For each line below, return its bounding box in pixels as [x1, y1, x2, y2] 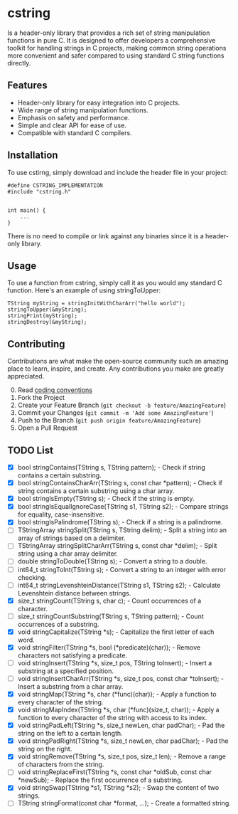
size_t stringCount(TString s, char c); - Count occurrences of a [17, 596, 202, 605]
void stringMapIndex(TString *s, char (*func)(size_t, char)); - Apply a [17, 706, 220, 714]
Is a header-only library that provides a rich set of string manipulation [7, 28, 210, 37]
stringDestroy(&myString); [7, 319, 87, 326]
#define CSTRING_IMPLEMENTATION [7, 181, 103, 189]
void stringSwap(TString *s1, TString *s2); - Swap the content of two [17, 783, 220, 792]
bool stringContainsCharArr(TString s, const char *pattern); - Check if [17, 479, 222, 487]
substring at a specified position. [17, 667, 114, 675]
